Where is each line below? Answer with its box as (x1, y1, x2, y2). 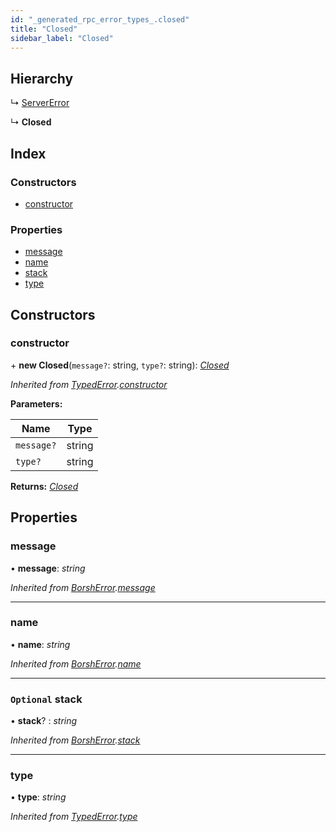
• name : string (10, 638, 71, 650)
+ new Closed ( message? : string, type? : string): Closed (10, 359, 230, 371)
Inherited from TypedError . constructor (10, 378, 168, 390)
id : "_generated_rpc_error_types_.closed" (10, 14, 190, 25)
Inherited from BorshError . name (10, 657, 142, 670)
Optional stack (10, 692, 83, 706)
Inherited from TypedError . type (10, 811, 138, 823)
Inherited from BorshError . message (10, 581, 156, 593)
